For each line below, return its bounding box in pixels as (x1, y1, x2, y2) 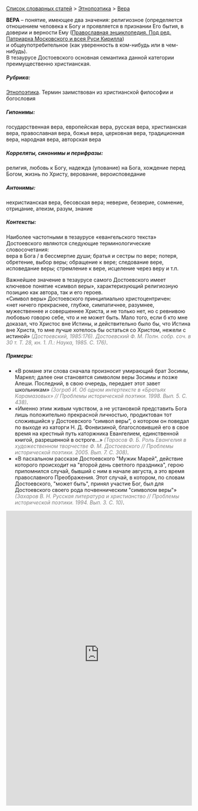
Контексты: (6, 218, 37, 226)
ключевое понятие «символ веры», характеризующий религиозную (6, 283, 179, 290)
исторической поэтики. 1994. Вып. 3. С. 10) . (14, 498, 125, 506)
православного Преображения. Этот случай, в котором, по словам (14, 474, 185, 481)
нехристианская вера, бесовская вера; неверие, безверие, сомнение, (6, 199, 184, 206)
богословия (6, 94, 36, 102)
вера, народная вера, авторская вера (6, 136, 101, 143)
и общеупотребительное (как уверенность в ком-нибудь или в (6, 41, 165, 48)
